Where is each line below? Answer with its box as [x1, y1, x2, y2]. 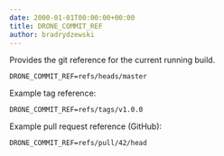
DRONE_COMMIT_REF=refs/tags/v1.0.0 [9, 106, 144, 115]
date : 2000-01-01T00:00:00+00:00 [9, 13, 135, 23]
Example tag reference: [9, 87, 97, 99]
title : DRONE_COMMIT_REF [9, 22, 103, 31]
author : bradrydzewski [9, 30, 95, 39]
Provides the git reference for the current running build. [9, 55, 216, 66]
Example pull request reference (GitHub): [9, 121, 163, 132]
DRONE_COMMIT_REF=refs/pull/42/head [9, 139, 147, 148]
